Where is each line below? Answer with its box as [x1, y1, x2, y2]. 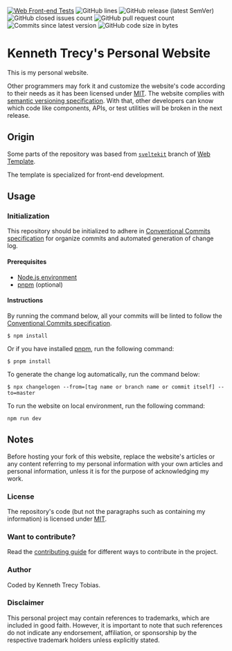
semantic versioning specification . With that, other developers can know [7, 96, 214, 105]
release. [7, 111, 30, 119]
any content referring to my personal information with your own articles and [7, 459, 223, 467]
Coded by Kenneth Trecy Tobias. [7, 580, 101, 589]
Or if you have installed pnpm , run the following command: [7, 344, 175, 353]
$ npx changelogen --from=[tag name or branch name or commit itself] [7, 383, 215, 391]
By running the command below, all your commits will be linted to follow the [7, 312, 223, 320]
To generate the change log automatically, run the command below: [7, 370, 200, 378]
